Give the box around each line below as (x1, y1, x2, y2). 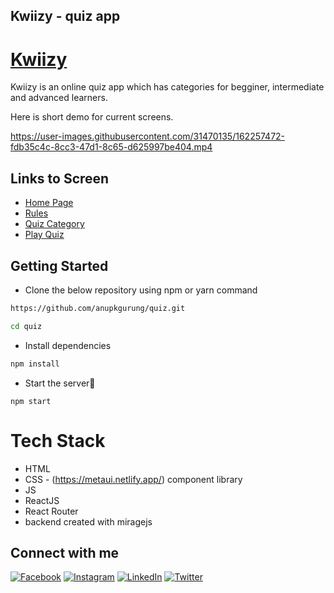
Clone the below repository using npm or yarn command (24, 284, 258, 296)
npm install (10, 359, 60, 369)
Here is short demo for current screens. (10, 111, 174, 123)
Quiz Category (24, 218, 85, 230)
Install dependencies (24, 339, 112, 351)
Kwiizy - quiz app (10, 8, 121, 25)
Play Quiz (24, 229, 65, 241)
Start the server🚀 (24, 377, 96, 389)
